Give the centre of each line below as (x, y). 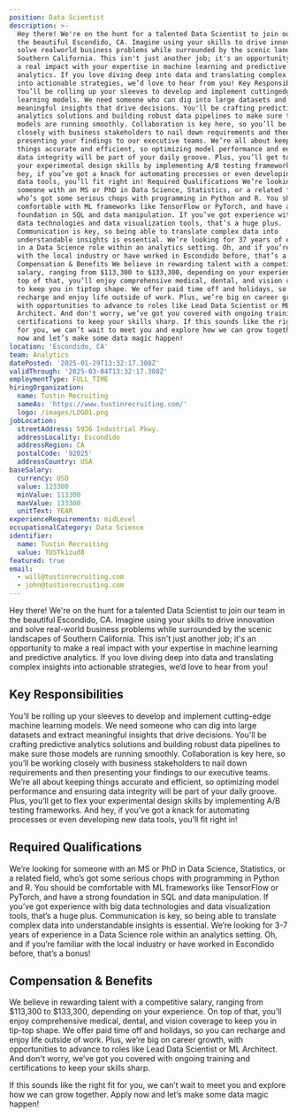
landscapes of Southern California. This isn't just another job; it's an (133, 639)
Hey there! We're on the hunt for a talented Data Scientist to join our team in (147, 610)
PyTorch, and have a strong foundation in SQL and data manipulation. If (139, 897)
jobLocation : (33, 420)
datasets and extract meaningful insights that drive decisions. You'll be (138, 735)
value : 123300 (43, 486)
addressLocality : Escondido (69, 437)
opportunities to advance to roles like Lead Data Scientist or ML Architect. (144, 1049)
